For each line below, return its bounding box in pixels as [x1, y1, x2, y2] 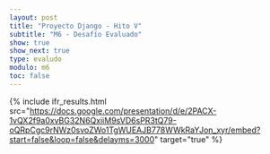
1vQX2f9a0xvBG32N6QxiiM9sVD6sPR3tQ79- [9, 115, 177, 125]
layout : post [9, 13, 58, 22]
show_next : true [9, 47, 70, 56]
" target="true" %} [153, 133, 222, 144]
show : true [9, 38, 50, 47]
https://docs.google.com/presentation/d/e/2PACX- [30, 105, 217, 116]
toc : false [9, 72, 50, 81]
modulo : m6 [9, 64, 50, 73]
